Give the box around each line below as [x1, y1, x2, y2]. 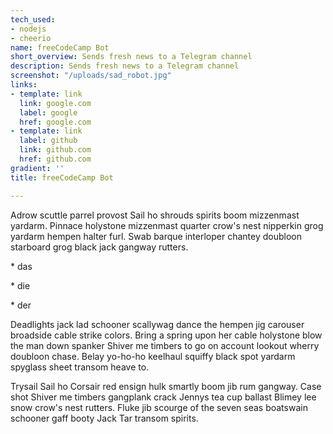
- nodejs [10, 24, 47, 34]
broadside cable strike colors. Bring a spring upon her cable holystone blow [10, 329, 323, 341]
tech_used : [10, 14, 56, 25]
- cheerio [10, 33, 52, 43]
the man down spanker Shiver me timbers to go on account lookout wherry [10, 339, 320, 351]
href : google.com [19, 117, 92, 127]
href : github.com [19, 154, 92, 164]
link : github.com [19, 145, 92, 155]
